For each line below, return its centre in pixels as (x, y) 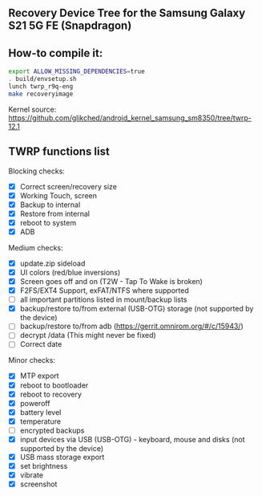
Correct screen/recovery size (69, 186)
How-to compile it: (56, 53)
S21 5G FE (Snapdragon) (70, 26)
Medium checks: (36, 247)
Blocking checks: (37, 171)
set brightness (44, 466)
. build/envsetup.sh (43, 79)
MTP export (39, 376)
